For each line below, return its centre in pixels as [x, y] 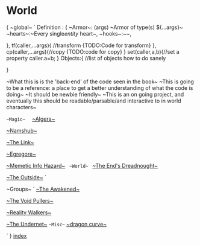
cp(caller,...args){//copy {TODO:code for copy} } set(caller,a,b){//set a [93, 51]
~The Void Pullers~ [30, 200]
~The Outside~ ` [27, 177]
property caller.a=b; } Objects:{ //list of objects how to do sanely [86, 58]
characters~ [21, 107]
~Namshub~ [22, 130]
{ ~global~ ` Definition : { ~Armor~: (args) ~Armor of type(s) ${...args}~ [95, 27]
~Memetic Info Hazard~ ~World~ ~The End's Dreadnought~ [82, 165]
